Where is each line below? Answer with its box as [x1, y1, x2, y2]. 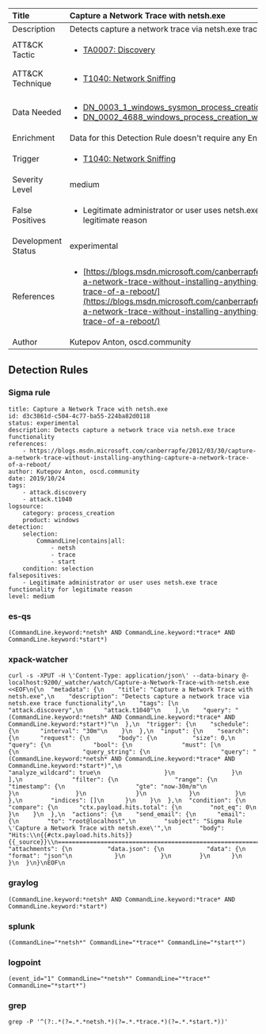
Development [12, 235, 62, 246]
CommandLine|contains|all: [36, 536, 126, 545]
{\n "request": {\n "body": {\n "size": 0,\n [8, 734, 236, 742]
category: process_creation [22, 509, 115, 517]
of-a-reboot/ [8, 460, 51, 468]
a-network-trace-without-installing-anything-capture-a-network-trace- [8, 453, 249, 462]
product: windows [22, 516, 80, 524]
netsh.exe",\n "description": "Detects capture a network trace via [8, 693, 249, 700]
